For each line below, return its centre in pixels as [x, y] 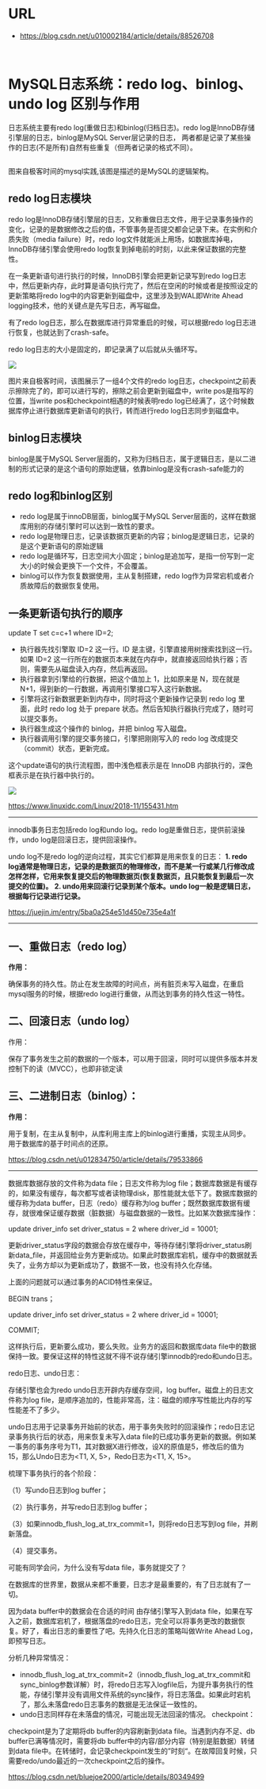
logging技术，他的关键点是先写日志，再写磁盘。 [86, 305]
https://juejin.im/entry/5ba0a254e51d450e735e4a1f [92, 912]
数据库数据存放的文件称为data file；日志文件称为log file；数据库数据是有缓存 [133, 1183]
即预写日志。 [29, 1641]
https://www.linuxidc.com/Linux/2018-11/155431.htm [93, 806]
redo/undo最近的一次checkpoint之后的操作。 [95, 1760]
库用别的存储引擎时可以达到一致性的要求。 [89, 526]
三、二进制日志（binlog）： [74, 1096]
